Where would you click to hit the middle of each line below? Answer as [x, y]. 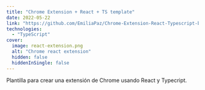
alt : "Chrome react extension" [52, 52]
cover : [15, 40]
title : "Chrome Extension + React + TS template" [71, 12]
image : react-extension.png [48, 46]
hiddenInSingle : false [41, 63]
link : [13, 23]
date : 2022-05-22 [28, 18]
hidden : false [30, 57]
